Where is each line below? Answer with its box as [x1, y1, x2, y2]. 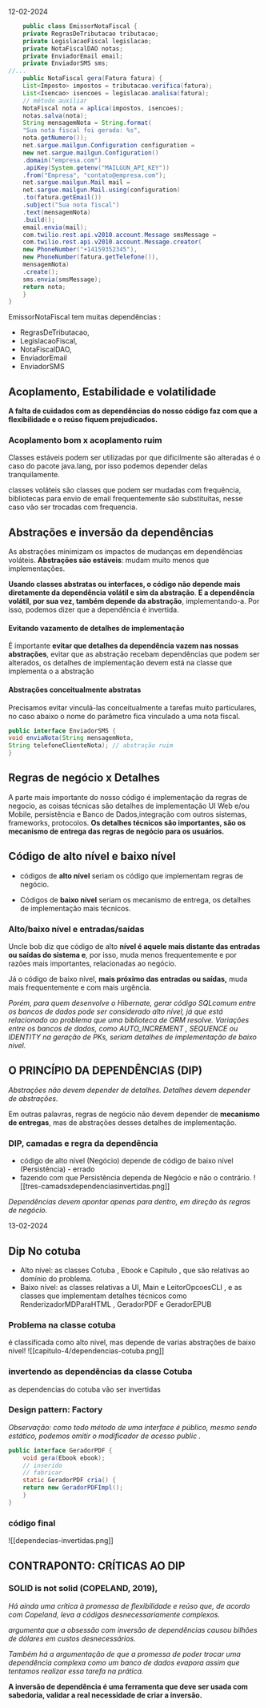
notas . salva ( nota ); [22, 111, 88, 119]
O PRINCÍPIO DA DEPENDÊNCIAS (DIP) [8, 1064, 202, 1078]
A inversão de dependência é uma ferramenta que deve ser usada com [8, 1682, 248, 1691]
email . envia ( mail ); [22, 223, 88, 231]
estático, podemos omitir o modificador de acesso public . [8, 1431, 202, 1441]
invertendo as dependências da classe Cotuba [8, 1366, 193, 1377]
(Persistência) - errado [19, 1164, 95, 1174]
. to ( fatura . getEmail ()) [22, 194, 102, 202]
